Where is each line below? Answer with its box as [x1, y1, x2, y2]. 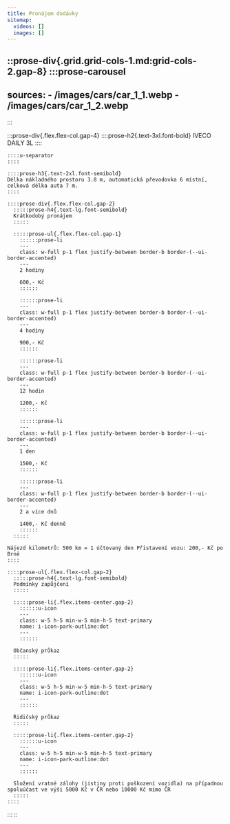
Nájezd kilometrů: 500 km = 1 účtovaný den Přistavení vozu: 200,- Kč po [7, 545, 224, 552]
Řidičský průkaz [13, 714, 60, 721]
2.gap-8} [7, 66, 48, 77]
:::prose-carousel [49, 66, 126, 77]
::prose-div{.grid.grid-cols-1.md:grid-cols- [7, 55, 198, 66]
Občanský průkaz [13, 647, 60, 654]
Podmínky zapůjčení [13, 581, 70, 588]
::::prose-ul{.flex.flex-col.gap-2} [7, 569, 112, 576]
